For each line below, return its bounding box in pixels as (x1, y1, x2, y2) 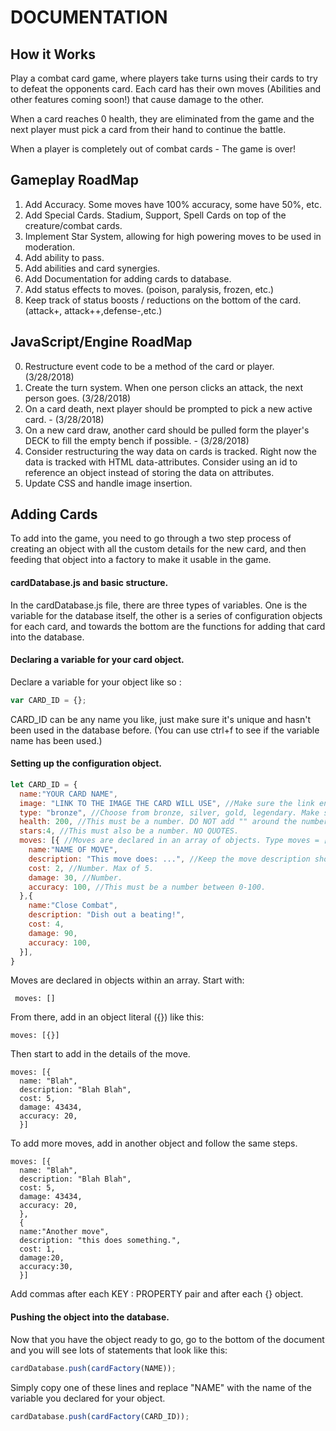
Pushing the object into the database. (10, 1311, 170, 1323)
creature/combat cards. (24, 219, 123, 231)
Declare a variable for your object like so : (10, 676, 182, 688)
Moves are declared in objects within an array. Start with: (10, 974, 245, 986)
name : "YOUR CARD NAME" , (19, 789, 118, 799)
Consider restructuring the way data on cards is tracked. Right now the (24, 445, 317, 457)
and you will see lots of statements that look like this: (10, 1344, 228, 1356)
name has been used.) (10, 734, 103, 746)
